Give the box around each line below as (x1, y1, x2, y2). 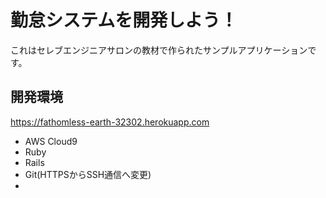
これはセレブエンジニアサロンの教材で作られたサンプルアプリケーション (10, 44, 308, 56)
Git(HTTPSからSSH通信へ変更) (24, 168, 152, 180)
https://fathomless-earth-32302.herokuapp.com (10, 116, 210, 128)
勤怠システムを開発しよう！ (10, 9, 238, 32)
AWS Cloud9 (24, 135, 78, 147)
